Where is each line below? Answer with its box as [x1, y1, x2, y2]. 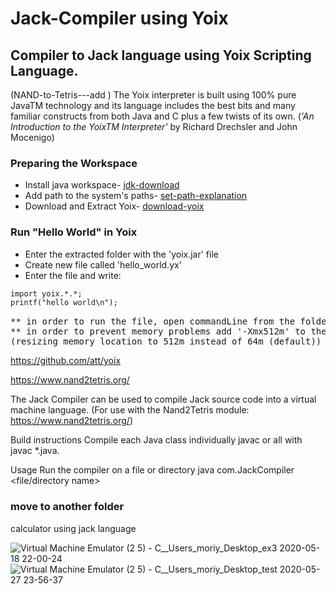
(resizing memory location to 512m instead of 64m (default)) [10, 336, 322, 347]
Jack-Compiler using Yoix [10, 7, 229, 30]
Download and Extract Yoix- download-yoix [24, 200, 205, 212]
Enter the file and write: [24, 269, 122, 281]
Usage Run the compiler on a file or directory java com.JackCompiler [10, 464, 295, 476]
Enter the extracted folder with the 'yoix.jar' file [24, 248, 219, 260]
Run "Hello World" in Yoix [10, 225, 138, 239]
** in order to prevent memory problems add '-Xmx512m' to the [10, 326, 327, 337]
